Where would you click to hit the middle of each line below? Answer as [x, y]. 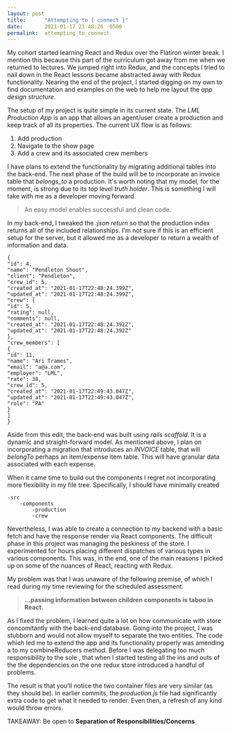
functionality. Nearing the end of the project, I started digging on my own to [115, 82]
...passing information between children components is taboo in [118, 600]
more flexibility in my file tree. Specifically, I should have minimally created [113, 485]
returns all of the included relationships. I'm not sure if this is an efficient [110, 230]
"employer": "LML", [35, 373]
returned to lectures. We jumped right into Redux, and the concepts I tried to [116, 67]
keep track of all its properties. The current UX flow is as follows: [100, 125]
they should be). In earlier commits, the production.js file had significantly [112, 693]
